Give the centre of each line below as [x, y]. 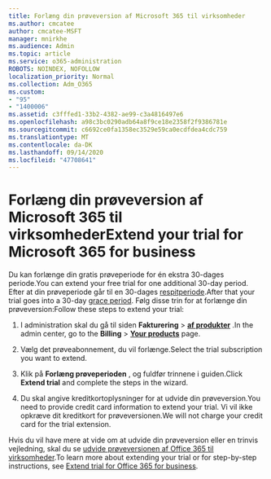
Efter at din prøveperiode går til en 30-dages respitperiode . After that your [132, 292]
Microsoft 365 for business [102, 252]
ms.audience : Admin [42, 46]
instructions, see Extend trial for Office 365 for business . [103, 466]
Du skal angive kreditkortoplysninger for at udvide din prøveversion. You [140, 398]
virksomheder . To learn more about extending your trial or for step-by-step [133, 458]
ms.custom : [27, 92]
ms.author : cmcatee [42, 24]
